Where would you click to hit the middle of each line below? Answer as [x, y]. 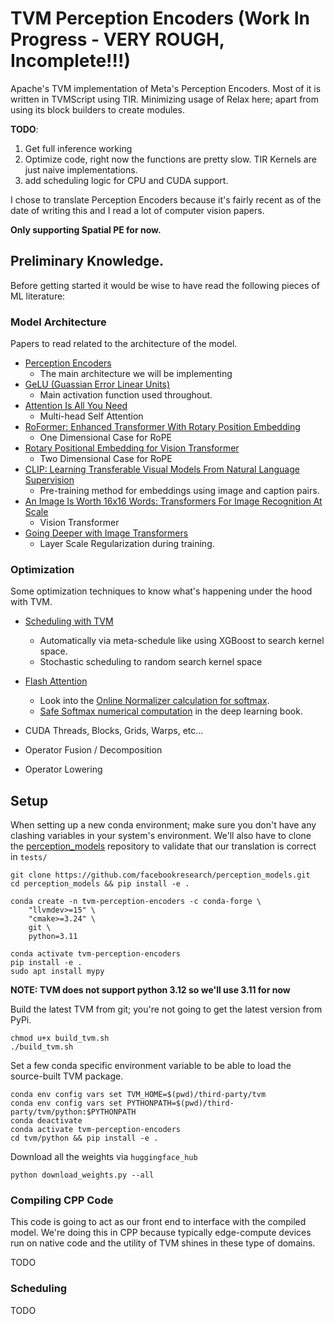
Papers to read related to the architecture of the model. [124, 344]
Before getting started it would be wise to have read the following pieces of [165, 285]
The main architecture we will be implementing [136, 374]
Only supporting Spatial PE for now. [86, 229]
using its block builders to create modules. [97, 109]
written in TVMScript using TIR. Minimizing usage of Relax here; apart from [165, 99]
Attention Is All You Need [76, 406]
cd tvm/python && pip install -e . [84, 1138]
